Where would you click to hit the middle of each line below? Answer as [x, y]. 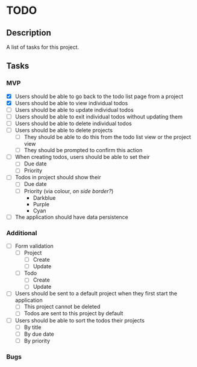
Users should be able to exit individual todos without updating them [98, 116]
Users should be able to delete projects [64, 130]
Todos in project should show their [58, 177]
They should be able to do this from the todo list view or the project [108, 137]
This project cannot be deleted [62, 307]
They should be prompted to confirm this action [83, 150]
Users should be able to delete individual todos [73, 123]
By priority [37, 341]
